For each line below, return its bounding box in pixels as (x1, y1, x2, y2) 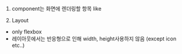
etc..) (11, 42, 25, 49)
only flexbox (11, 28, 43, 35)
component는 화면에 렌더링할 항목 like (11, 5, 102, 12)
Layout (11, 17, 29, 23)
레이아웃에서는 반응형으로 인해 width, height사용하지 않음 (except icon (11, 35, 177, 42)
